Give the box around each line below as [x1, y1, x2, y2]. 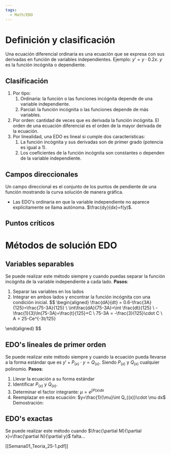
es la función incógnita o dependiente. [5, 62, 86, 68]
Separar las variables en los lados [12, 289, 84, 295]
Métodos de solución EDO [5, 239, 117, 251]
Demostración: [12, 399, 44, 406]
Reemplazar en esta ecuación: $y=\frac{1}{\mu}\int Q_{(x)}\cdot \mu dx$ [12, 394, 166, 400]
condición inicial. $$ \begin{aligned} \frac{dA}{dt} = [12, 299, 123, 306]
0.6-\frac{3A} [123, 299, 152, 306]
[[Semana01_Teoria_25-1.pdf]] [5, 443, 68, 449]
